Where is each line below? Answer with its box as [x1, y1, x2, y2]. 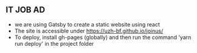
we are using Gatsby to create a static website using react [14, 20, 161, 28]
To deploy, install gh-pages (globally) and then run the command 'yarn [14, 33, 192, 41]
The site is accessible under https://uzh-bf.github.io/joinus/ [14, 27, 164, 34]
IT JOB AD [5, 5, 46, 15]
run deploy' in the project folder [14, 40, 94, 47]
